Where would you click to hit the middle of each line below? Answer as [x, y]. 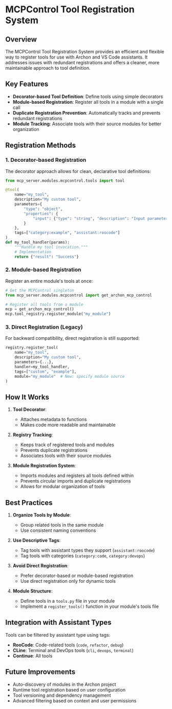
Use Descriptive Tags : [37, 541]
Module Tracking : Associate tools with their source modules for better [87, 124]
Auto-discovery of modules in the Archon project [64, 684]
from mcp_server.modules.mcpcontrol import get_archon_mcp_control [79, 295]
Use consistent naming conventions [58, 530]
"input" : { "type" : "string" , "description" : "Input [89, 218]
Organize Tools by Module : [42, 515]
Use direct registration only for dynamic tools [68, 581]
